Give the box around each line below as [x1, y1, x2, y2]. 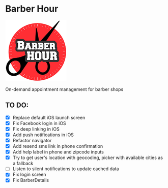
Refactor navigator [12, 138, 52, 143]
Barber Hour [5, 3, 59, 15]
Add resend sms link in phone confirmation [12, 143, 103, 149]
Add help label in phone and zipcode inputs [12, 149, 104, 155]
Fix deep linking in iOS [12, 126, 60, 132]
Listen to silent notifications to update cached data [12, 166, 119, 172]
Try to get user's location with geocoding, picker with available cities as [12, 154, 163, 161]
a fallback [12, 161, 34, 167]
